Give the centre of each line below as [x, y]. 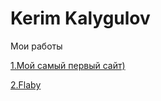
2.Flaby [26, 84]
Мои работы [36, 46]
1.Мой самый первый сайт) [68, 65]
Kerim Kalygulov [80, 18]
